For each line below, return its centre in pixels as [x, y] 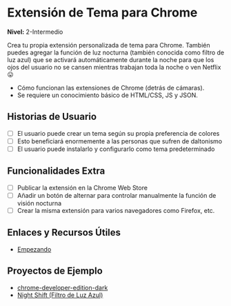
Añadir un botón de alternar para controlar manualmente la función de [117, 195]
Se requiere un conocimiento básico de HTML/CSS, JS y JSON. [107, 95]
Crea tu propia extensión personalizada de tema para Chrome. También [109, 45]
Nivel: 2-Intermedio [35, 32]
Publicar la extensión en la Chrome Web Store [82, 187]
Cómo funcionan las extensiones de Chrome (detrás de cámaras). [111, 88]
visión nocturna [39, 203]
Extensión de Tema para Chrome [102, 13]
